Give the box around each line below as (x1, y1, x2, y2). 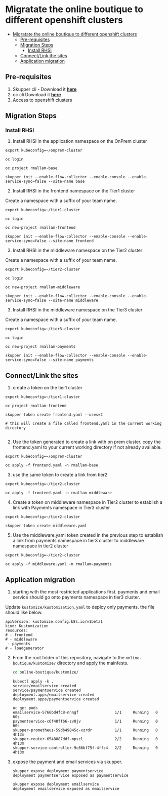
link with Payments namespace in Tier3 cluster (12, 505, 110, 511)
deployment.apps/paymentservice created (12, 696, 99, 702)
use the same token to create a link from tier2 (12, 472, 108, 478)
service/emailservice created (12, 683, 77, 688)
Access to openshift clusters (12, 97, 72, 103)
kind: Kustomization (5, 624, 49, 629)
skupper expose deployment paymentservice (12, 768, 104, 773)
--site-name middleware (48, 298, 99, 303)
